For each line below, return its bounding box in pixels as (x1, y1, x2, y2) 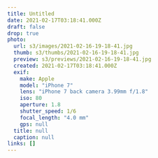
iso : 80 (20, 95, 42, 102)
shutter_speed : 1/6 (20, 108, 77, 115)
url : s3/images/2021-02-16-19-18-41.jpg (13, 43, 133, 50)
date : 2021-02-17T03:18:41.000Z (7, 17, 101, 24)
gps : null (20, 120, 49, 128)
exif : (13, 69, 30, 76)
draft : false (7, 23, 45, 30)
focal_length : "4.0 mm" (20, 114, 89, 121)
